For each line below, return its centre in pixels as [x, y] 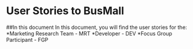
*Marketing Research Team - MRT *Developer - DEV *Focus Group [89, 33]
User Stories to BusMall [65, 11]
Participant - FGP [27, 40]
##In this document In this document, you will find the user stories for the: [96, 27]
